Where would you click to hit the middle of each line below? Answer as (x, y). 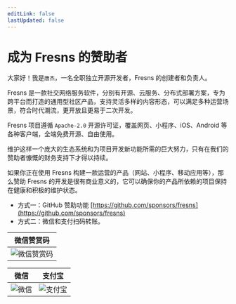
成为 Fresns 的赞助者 (67, 57)
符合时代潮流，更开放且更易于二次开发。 (78, 110)
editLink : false (31, 14)
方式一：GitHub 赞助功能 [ (55, 205)
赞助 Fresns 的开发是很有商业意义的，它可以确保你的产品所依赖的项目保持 (120, 181)
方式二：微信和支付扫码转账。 (60, 221)
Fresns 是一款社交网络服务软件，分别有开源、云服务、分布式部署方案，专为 (117, 93)
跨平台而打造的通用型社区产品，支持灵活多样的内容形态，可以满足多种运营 (115, 102)
